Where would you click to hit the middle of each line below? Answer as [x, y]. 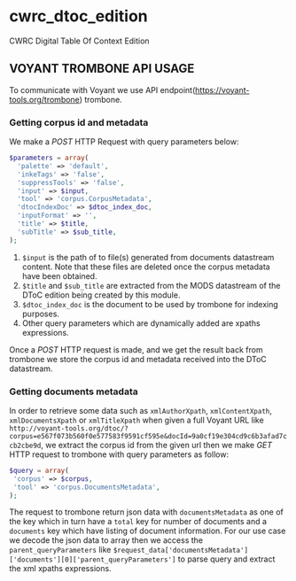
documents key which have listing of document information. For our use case [148, 531]
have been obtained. [59, 275]
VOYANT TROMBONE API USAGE [102, 69]
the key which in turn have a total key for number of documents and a [138, 522]
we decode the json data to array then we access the [106, 540]
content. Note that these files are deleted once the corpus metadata [146, 267]
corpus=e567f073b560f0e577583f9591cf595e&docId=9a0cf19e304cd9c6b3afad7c [148, 436]
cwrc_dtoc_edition [78, 16]
